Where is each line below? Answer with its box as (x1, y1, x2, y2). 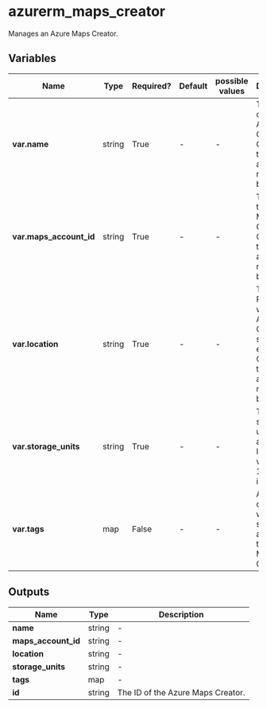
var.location (12, 338, 59, 349)
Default (179, 80, 208, 91)
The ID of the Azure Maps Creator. (117, 687, 246, 698)
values (219, 85, 245, 96)
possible (215, 75, 249, 86)
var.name (12, 138, 49, 150)
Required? (132, 80, 172, 91)
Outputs (8, 585, 50, 599)
